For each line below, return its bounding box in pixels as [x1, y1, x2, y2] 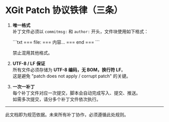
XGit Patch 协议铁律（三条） [5, 5, 123, 16]
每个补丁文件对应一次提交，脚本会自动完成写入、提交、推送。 [12, 90, 141, 96]
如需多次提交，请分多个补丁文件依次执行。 [12, 96, 101, 102]
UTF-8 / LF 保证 [12, 60, 45, 66]
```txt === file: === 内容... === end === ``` [12, 39, 100, 45]
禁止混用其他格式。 [12, 50, 53, 56]
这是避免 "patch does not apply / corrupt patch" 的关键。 [12, 73, 131, 79]
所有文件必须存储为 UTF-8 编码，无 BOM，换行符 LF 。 [12, 66, 126, 73]
